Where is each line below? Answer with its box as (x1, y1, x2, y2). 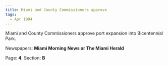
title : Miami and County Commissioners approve (5, 7, 107, 12)
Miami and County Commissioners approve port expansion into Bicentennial (5, 30, 163, 36)
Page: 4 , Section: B (5, 55, 45, 61)
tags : (5, 12, 17, 17)
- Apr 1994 (10, 16, 33, 21)
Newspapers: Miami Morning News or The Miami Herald (5, 45, 125, 51)
